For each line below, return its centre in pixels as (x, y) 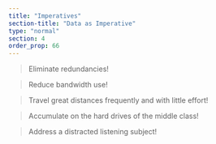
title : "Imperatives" (45, 16)
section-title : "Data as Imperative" (72, 23)
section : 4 (27, 38)
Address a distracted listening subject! (93, 132)
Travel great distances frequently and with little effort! (118, 100)
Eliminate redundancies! (69, 69)
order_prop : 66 (34, 46)
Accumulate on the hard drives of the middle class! (113, 116)
